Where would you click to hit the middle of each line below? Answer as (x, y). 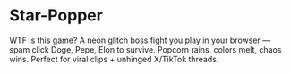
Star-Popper (56, 16)
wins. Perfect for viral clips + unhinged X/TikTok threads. (114, 59)
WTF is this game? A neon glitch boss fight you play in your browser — (140, 40)
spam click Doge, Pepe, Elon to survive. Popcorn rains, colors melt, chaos (145, 49)
